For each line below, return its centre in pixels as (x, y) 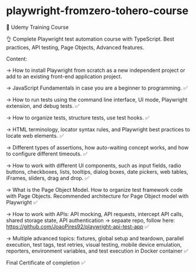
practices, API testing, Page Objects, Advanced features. (75, 47)
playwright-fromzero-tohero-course (97, 11)
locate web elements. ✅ (35, 135)
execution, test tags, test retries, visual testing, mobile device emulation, (94, 244)
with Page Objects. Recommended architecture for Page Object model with (97, 196)
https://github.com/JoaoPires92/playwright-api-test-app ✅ (78, 226)
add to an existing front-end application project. (64, 76)
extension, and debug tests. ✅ (43, 106)
